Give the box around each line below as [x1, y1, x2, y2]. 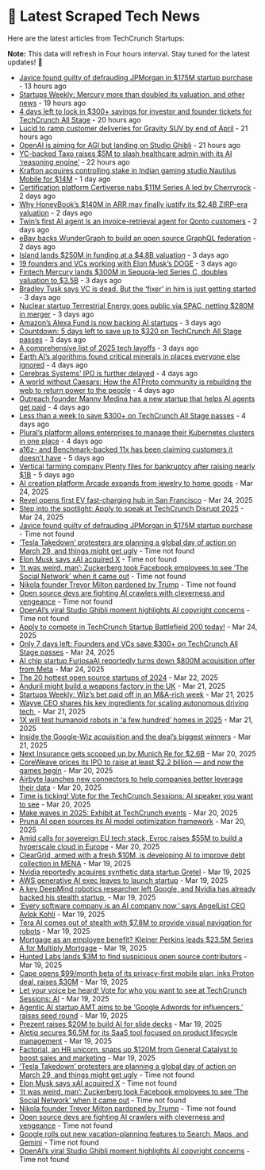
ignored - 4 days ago [18, 360, 88, 369]
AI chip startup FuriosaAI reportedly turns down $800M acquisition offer [18, 655, 255, 665]
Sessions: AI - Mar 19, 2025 [18, 993, 109, 1003]
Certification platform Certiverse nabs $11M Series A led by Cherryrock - [18, 182, 257, 192]
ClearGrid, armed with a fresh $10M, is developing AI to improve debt [18, 850, 246, 860]
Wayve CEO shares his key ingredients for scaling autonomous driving [18, 698, 249, 707]
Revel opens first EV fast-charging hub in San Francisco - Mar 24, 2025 [18, 495, 253, 504]
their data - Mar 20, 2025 [18, 783, 102, 792]
